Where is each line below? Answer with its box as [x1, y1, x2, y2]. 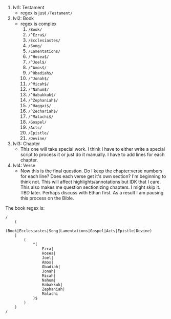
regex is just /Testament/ [20, 10, 73, 16]
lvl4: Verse [12, 163, 36, 168]
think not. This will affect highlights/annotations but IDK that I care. [20, 179, 161, 185]
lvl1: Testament [12, 5, 45, 10]
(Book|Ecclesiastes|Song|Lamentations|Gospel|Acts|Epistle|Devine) [5, 228, 153, 233]
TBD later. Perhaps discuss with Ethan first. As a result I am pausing [20, 190, 164, 195]
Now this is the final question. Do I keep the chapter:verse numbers [20, 168, 163, 174]
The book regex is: [5, 205, 45, 211]
